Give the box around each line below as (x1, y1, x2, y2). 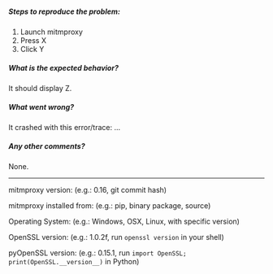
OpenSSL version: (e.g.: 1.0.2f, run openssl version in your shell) (8, 232, 225, 241)
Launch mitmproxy (19, 27, 84, 37)
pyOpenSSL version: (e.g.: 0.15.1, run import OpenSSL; (8, 248, 187, 258)
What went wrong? (8, 102, 75, 111)
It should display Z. (8, 83, 72, 93)
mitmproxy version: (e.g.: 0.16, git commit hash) (8, 185, 167, 194)
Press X (19, 35, 47, 45)
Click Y (19, 44, 45, 54)
